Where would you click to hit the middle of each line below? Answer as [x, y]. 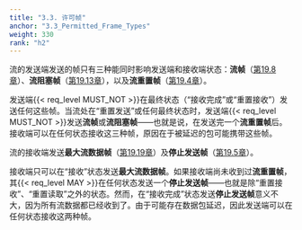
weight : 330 [31, 34]
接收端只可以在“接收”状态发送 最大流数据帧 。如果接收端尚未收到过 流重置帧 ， [151, 172]
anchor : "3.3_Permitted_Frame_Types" [80, 26]
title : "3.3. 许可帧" [48, 18]
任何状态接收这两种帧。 [53, 217]
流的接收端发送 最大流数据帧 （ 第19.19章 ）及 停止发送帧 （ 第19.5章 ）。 [134, 153]
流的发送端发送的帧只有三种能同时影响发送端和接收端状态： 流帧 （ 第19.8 [143, 69]
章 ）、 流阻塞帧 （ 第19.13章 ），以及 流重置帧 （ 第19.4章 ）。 [111, 81]
